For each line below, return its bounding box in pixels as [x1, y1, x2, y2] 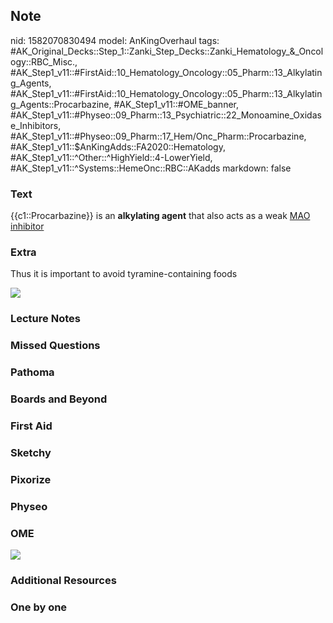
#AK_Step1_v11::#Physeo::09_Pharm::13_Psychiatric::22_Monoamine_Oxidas [10, 109, 322, 121]
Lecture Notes [10, 312, 81, 326]
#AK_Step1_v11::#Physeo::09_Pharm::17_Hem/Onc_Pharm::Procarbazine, [10, 130, 307, 142]
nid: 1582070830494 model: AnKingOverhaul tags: [10, 34, 220, 46]
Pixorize [10, 472, 52, 486]
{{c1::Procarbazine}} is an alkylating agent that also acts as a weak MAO [10, 210, 311, 222]
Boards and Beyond [10, 392, 108, 406]
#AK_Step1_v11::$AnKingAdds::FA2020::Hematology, [10, 140, 226, 153]
